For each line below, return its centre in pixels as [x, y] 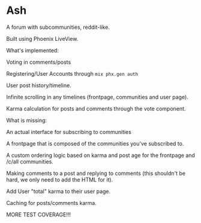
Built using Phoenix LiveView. [42, 38]
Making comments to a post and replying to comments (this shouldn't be [96, 173]
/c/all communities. [30, 161]
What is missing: [26, 120]
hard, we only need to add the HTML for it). [60, 179]
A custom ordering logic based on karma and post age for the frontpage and [100, 155]
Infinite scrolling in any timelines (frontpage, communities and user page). [97, 97]
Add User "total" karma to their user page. [58, 191]
